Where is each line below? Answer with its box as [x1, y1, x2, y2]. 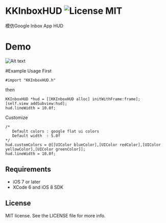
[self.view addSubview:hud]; [5, 101, 67, 106]
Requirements [5, 165, 51, 174]
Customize [5, 114, 28, 120]
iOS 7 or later [12, 179, 41, 185]
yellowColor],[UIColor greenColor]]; [5, 146, 86, 152]
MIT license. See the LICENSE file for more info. [5, 212, 106, 218]
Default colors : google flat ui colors [12, 128, 100, 134]
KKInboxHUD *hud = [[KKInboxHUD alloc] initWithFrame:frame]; [5, 96, 140, 102]
